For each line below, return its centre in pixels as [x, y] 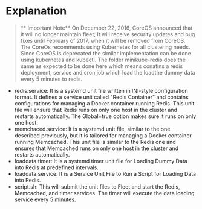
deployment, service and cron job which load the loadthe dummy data [108, 72]
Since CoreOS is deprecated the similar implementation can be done [106, 53]
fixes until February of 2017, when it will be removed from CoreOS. [103, 40]
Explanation [36, 11]
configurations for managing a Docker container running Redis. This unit [104, 103]
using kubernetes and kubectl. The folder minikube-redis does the [103, 60]
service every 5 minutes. [45, 199]
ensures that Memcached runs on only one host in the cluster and [96, 148]
